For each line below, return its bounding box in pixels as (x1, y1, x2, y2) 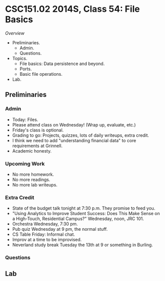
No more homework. (12, 171, 54, 177)
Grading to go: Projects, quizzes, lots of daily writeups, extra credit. (12, 132, 149, 138)
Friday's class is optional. (12, 127, 64, 133)
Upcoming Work (5, 160, 45, 167)
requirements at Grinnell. (12, 143, 63, 149)
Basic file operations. (19, 71, 63, 77)
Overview (5, 30, 25, 36)
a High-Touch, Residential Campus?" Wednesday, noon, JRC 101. (12, 216, 144, 222)
